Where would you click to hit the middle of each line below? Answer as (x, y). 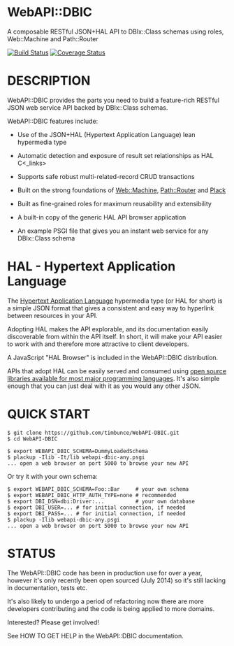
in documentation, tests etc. (47, 587)
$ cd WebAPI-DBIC (32, 439)
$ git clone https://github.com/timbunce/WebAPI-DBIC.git (93, 433)
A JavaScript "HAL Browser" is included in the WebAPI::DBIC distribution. (113, 357)
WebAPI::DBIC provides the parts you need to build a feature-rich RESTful (114, 100)
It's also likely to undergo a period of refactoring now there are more (105, 601)
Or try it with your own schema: (52, 476)
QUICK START (49, 414)
